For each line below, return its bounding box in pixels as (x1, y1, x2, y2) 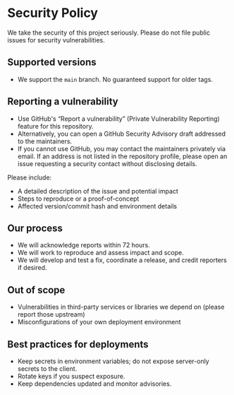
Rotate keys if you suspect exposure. (17, 372, 125, 380)
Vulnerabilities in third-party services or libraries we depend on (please (17, 302, 225, 312)
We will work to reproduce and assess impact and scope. (17, 249, 185, 257)
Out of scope (7, 284, 66, 296)
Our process (7, 222, 63, 234)
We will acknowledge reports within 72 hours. (17, 241, 150, 249)
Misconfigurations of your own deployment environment (17, 318, 181, 326)
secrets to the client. (17, 365, 78, 372)
